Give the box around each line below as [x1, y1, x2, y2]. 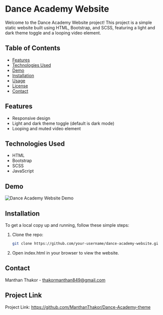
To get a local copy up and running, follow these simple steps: [5, 222, 129, 228]
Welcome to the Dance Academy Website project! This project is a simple [5, 20, 152, 25]
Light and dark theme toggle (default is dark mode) [12, 120, 115, 126]
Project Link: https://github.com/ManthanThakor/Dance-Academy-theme [5, 304, 151, 310]
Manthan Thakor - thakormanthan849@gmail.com [5, 277, 106, 283]
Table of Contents [5, 44, 61, 52]
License [12, 83, 28, 89]
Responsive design [12, 115, 51, 121]
